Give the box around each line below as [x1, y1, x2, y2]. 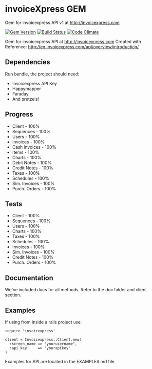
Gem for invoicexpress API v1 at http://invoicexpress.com [5, 20, 120, 25]
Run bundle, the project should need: [5, 71, 79, 77]
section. [5, 292, 21, 298]
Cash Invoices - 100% [12, 144, 57, 150]
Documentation [5, 274, 54, 282]
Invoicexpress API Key [12, 80, 57, 86]
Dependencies [5, 58, 50, 67]
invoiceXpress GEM [5, 3, 86, 15]
